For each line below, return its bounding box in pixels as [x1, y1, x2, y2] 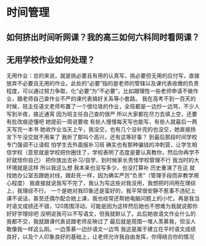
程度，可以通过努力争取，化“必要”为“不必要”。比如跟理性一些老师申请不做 [6, 87, 193, 95]
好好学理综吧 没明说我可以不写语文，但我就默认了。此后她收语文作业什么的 [6, 210, 196, 218]
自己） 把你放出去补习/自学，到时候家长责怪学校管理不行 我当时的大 [27, 156, 199, 164]
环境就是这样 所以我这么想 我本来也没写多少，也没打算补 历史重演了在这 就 [6, 164, 195, 172]
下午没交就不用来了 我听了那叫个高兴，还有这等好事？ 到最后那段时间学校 [11, 133, 197, 141]
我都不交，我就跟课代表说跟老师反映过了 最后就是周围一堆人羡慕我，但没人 [6, 218, 196, 225]
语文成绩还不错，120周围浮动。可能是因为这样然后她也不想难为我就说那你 [11, 202, 198, 210]
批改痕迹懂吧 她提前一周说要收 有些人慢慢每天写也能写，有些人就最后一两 [11, 118, 197, 126]
